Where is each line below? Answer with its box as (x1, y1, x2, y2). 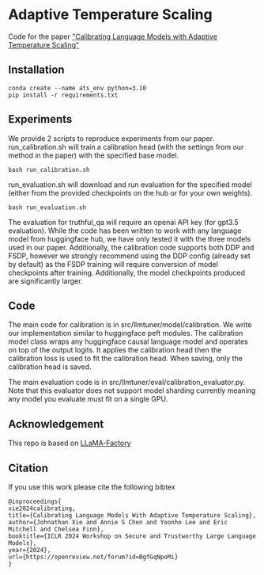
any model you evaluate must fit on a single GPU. (8, 394, 168, 404)
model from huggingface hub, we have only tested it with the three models (8, 234, 251, 243)
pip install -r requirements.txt (8, 91, 119, 99)
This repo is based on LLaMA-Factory (8, 438, 132, 448)
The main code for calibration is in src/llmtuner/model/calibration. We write (8, 320, 252, 329)
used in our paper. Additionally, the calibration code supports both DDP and (8, 242, 255, 252)
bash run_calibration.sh (8, 166, 90, 173)
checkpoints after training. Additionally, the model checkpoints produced (8, 268, 246, 277)
